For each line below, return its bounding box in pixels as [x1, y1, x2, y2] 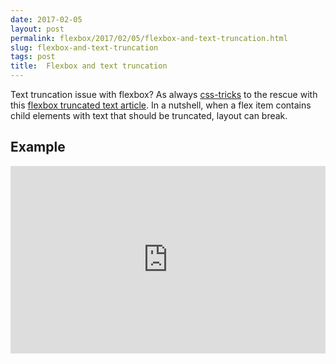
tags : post [10, 52, 56, 62]
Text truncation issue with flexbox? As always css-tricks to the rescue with [10, 89, 318, 100]
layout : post [10, 24, 65, 34]
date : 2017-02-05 [10, 14, 83, 25]
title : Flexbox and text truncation [10, 61, 168, 71]
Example [10, 139, 66, 156]
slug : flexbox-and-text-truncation [10, 42, 159, 53]
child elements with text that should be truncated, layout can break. [10, 110, 288, 121]
